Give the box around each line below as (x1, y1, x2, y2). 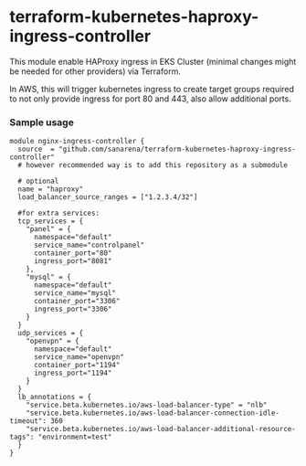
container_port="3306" (33, 297, 121, 306)
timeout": (9, 417, 47, 426)
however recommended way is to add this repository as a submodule (26, 161, 288, 170)
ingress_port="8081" (33, 257, 112, 266)
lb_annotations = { (17, 393, 92, 402)
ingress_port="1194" (33, 368, 112, 378)
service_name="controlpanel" (33, 240, 145, 250)
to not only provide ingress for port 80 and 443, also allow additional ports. (9, 93, 292, 104)
